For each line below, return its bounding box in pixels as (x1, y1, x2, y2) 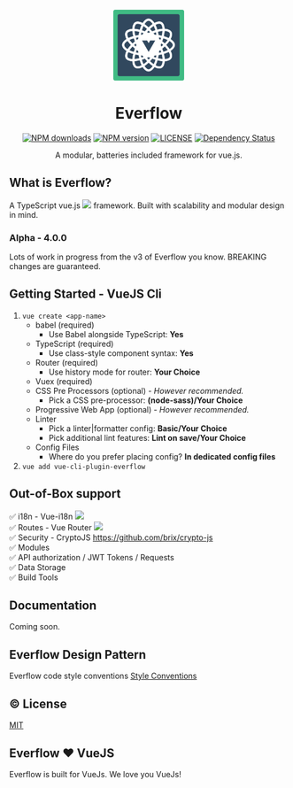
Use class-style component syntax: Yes (48, 347, 194, 359)
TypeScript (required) (35, 338, 114, 349)
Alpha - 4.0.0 (9, 231, 68, 243)
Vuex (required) (35, 375, 93, 386)
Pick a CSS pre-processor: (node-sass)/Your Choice (48, 395, 243, 406)
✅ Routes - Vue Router (9, 521, 92, 532)
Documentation (9, 599, 97, 614)
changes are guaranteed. (9, 261, 101, 272)
